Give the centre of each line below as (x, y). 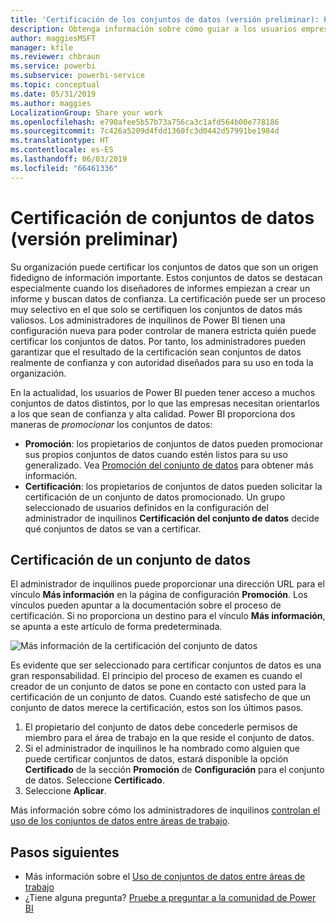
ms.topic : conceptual (55, 85)
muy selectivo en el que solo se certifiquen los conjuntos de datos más (156, 309)
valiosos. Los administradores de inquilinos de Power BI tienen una (148, 320)
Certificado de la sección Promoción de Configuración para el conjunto (174, 770)
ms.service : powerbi (53, 66)
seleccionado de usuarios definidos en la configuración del (146, 507)
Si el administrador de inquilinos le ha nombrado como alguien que (162, 748)
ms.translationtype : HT (60, 141)
